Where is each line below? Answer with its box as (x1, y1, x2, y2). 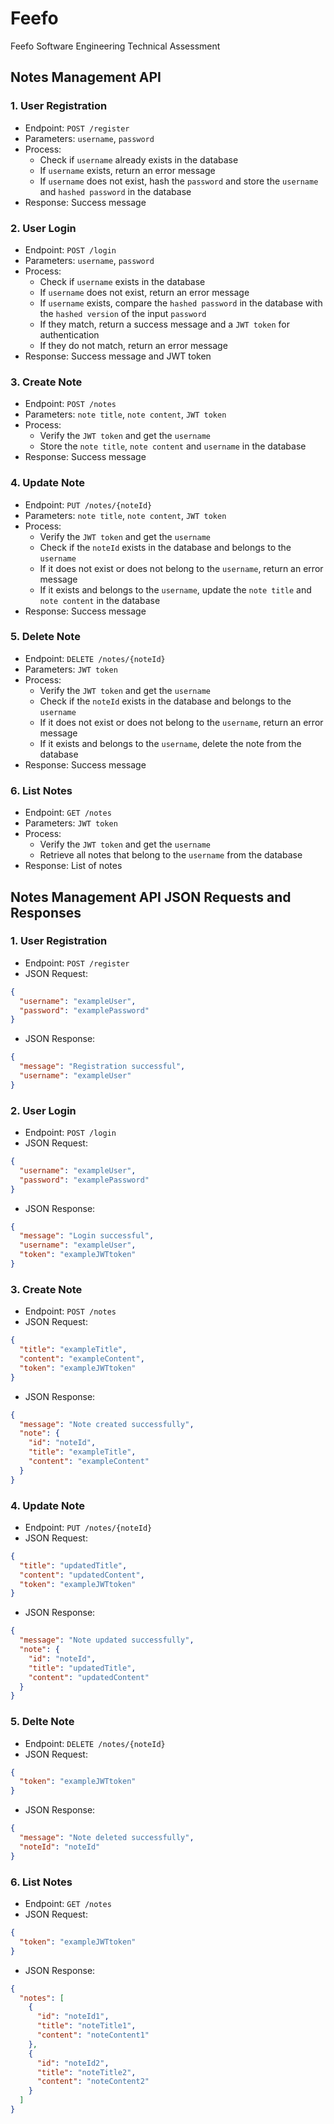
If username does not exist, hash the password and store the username (39, 175, 319, 187)
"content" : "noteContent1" (36, 2030, 150, 2041)
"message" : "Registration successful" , (19, 1062, 186, 1072)
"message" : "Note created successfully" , (19, 1419, 195, 1429)
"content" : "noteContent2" (36, 2077, 150, 2087)
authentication (39, 328, 100, 341)
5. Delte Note (10, 1715, 75, 1729)
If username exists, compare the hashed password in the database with (39, 297, 323, 309)
